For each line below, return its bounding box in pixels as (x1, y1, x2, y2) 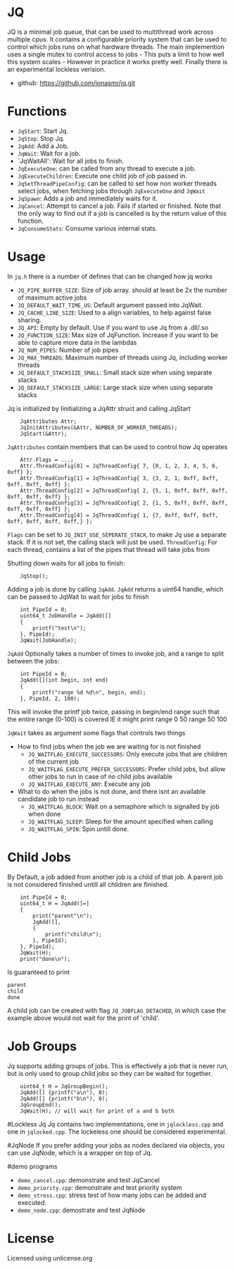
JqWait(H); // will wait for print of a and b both (20, 1108, 174, 1115)
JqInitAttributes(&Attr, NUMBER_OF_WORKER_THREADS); (20, 424, 178, 431)
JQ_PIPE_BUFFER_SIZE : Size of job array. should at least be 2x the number (17, 286, 227, 294)
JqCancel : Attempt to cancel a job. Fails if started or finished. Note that (17, 202, 222, 210)
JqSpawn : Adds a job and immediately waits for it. (17, 194, 158, 202)
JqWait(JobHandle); (20, 637, 77, 644)
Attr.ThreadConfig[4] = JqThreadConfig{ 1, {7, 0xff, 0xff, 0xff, (20, 512, 219, 519)
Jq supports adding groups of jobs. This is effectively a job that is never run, (7, 1062, 229, 1070)
